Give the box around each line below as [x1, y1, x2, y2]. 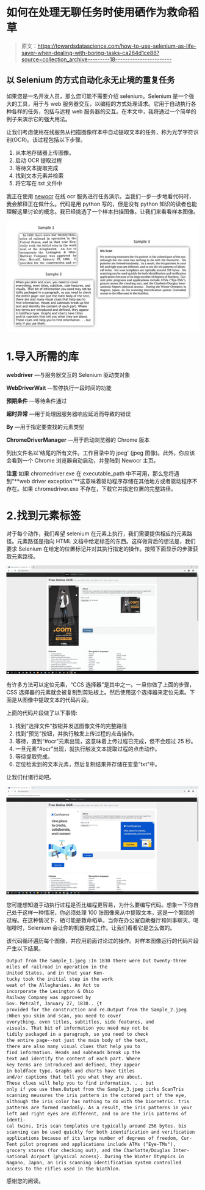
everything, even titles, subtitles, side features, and [6, 1019, 154, 1025]
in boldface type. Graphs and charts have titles [6, 1068, 135, 1074]
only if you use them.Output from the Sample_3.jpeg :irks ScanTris [6, 1087, 184, 1093]
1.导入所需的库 [6, 349, 79, 363]
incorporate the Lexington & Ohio [6, 989, 95, 995]
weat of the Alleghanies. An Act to [6, 983, 99, 989]
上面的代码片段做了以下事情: [6, 709, 78, 716]
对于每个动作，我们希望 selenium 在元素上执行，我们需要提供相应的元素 [6, 530, 187, 537]
